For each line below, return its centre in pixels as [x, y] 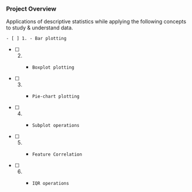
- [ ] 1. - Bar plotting [36, 39]
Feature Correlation [57, 154]
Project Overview [31, 9]
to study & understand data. [40, 28]
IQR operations [50, 184]
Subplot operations [56, 126]
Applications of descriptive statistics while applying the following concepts [96, 22]
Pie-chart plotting [56, 97]
